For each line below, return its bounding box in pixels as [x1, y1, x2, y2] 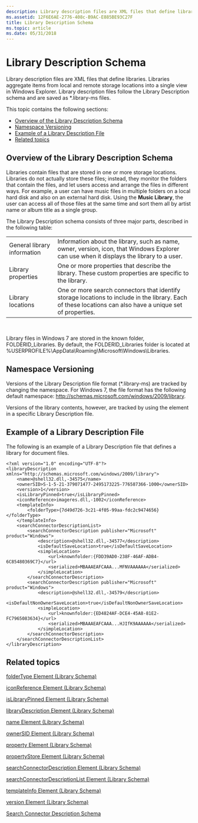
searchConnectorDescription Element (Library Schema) [6, 765, 141, 772]
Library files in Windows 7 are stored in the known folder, [6, 335, 145, 342]
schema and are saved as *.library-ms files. [6, 94, 111, 101]
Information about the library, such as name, [57, 237, 180, 245]
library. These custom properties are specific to [57, 269, 189, 277]
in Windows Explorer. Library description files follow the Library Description [6, 88, 190, 95]
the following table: [6, 224, 53, 231]
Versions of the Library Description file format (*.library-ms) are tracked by [6, 380, 187, 387]
